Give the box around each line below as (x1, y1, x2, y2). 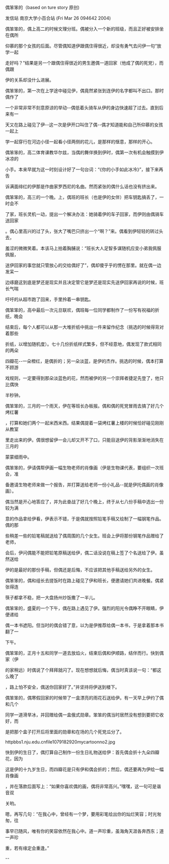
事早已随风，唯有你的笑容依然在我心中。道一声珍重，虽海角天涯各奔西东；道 (5, 828, 164, 834)
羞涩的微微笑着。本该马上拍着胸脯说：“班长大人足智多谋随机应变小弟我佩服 (5, 245, 162, 251)
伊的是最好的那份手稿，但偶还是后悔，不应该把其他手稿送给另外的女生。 (5, 567, 155, 572)
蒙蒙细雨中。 (5, 454, 32, 460)
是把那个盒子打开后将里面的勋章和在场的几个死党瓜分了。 (5, 729, 124, 735)
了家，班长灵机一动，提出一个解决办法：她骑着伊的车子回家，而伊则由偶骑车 (5, 211, 164, 217)
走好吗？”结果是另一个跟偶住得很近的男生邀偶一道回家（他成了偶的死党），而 (5, 60, 164, 66)
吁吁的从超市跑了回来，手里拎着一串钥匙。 (5, 297, 94, 302)
